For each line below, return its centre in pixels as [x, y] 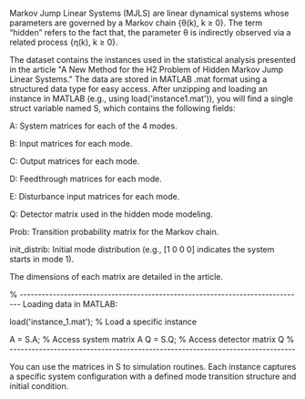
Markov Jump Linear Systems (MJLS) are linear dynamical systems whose [149, 13]
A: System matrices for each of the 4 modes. [93, 126]
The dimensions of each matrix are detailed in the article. [116, 276]
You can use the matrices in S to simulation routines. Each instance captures [153, 367]
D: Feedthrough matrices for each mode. [86, 179]
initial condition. [39, 386]
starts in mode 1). [42, 259]
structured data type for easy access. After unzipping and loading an [139, 89]
